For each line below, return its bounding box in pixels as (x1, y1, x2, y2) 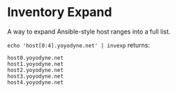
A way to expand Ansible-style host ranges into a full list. (7, 27, 171, 36)
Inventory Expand (7, 4, 113, 20)
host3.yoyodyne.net (7, 73, 64, 80)
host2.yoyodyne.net (7, 66, 64, 73)
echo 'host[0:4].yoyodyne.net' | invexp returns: (7, 41, 151, 49)
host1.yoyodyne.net (7, 60, 64, 67)
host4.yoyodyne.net (7, 78, 64, 86)
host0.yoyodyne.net (7, 54, 64, 62)
